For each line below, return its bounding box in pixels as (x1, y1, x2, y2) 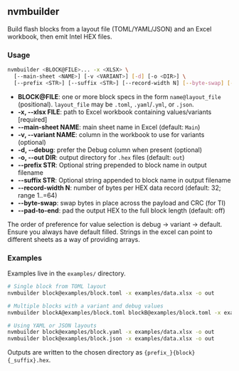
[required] (17, 115, 48, 123)
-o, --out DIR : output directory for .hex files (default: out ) (17, 153, 185, 161)
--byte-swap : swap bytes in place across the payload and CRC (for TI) (17, 198, 226, 207)
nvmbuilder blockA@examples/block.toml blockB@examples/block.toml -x (7, 309, 221, 316)
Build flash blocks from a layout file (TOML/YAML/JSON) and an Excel (7, 24, 212, 33)
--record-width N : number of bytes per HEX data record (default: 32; (17, 183, 221, 192)
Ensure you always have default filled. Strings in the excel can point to (7, 228, 213, 236)
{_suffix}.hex (7, 357, 50, 365)
